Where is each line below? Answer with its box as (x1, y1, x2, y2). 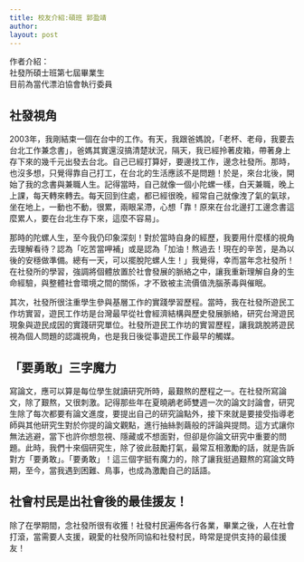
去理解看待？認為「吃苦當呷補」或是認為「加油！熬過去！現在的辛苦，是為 (9, 244, 287, 255)
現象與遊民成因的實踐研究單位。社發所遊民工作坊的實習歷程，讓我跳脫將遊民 (9, 319, 295, 331)
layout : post (9, 30, 59, 39)
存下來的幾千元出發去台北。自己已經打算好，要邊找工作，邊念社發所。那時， (9, 156, 295, 168)
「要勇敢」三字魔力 (9, 360, 117, 375)
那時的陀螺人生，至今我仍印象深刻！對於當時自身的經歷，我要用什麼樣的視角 (9, 232, 295, 243)
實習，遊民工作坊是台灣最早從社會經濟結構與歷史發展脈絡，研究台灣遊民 (24, 308, 295, 319)
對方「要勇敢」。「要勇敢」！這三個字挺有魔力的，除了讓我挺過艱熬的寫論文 (9, 454, 287, 464)
